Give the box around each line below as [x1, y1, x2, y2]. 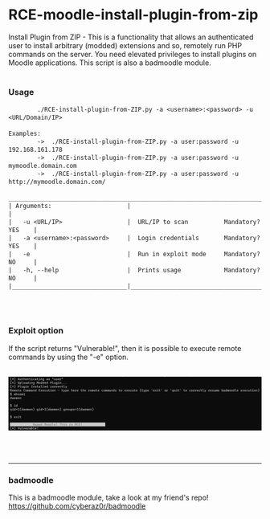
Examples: [8, 130, 42, 138]
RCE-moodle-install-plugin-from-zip [8, 6, 259, 24]
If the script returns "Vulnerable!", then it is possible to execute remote [8, 343, 242, 353]
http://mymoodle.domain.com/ [8, 178, 106, 186]
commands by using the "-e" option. [8, 352, 129, 362]
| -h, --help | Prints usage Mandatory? [8, 267, 261, 275]
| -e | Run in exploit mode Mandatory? [8, 251, 261, 259]
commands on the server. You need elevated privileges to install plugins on [8, 49, 257, 59]
